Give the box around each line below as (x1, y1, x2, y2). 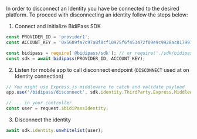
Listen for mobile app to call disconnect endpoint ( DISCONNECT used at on (14, 66, 189, 73)
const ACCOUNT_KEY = (6, 39, 57, 45)
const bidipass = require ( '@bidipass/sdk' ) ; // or (6, 50, 133, 56)
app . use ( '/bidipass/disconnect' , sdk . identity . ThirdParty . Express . (6, 90, 175, 95)
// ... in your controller (6, 100, 72, 106)
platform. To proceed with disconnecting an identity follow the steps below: (6, 11, 189, 18)
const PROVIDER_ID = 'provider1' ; (6, 34, 91, 40)
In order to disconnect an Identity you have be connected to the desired (6, 5, 180, 12)
